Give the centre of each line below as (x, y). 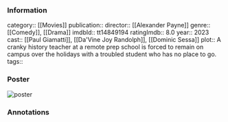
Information (27, 10)
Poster (18, 80)
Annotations (28, 112)
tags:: (15, 62)
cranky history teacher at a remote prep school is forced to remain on (105, 47)
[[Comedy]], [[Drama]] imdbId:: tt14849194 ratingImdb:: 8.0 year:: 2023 (108, 32)
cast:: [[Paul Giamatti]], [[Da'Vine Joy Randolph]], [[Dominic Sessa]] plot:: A (114, 40)
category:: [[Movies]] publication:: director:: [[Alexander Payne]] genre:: (109, 25)
